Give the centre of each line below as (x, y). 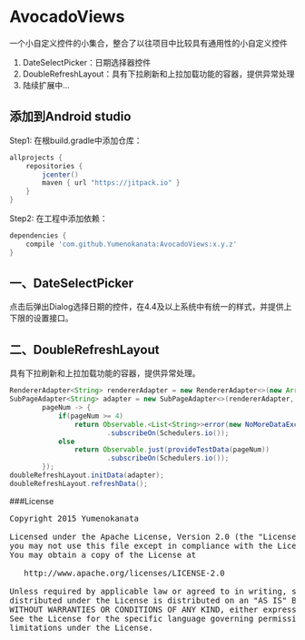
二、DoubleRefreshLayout (84, 349)
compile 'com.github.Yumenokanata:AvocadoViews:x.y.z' (132, 244)
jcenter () (60, 175)
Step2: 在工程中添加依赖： (59, 218)
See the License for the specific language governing (132, 618)
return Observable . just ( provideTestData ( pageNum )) (172, 450)
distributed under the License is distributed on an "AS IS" (148, 600)
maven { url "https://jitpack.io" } (111, 183)
